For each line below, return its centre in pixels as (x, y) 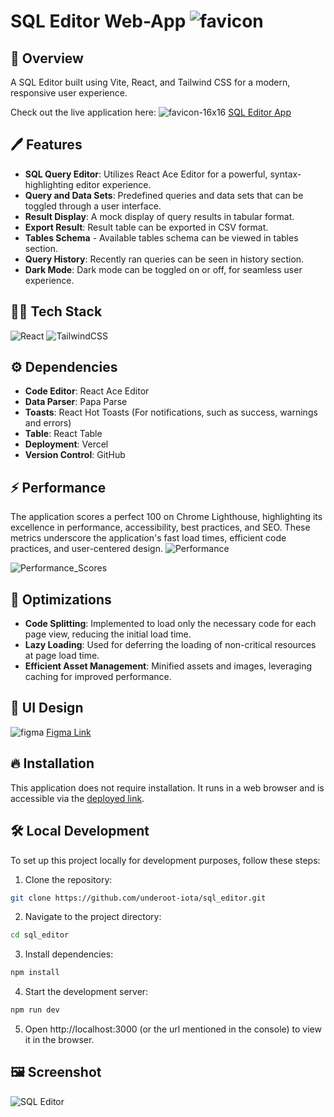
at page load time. (62, 656)
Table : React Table (63, 434)
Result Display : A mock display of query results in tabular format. (159, 216)
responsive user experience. (69, 93)
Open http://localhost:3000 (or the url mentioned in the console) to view (173, 1029)
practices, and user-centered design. (86, 549)
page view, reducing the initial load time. (108, 634)
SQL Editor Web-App (98, 21)
